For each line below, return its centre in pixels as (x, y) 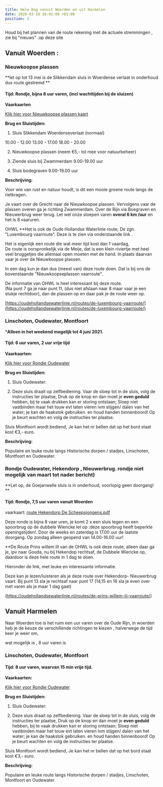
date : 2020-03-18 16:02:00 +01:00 (40, 14)
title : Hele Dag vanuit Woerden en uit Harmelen (55, 10)
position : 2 (17, 19)
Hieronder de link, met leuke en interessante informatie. (61, 567)
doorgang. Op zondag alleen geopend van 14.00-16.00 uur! (64, 537)
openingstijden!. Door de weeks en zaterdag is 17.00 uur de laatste (72, 532)
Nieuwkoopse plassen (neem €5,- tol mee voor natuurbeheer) (74, 152)
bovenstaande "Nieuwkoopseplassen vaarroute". (54, 274)
